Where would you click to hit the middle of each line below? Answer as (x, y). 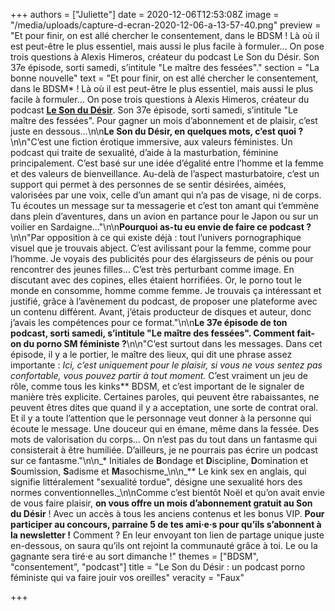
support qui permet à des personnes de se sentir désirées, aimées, (148, 184)
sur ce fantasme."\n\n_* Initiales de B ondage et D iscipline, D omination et (159, 460)
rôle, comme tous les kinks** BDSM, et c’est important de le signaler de (157, 386)
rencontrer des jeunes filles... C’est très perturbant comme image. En (152, 269)
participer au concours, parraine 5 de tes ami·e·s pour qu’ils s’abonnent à (166, 524)
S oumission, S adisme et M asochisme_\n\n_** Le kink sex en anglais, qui (158, 471)
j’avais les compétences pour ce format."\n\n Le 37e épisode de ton (149, 322)
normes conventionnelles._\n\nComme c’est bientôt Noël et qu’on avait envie (167, 492)
